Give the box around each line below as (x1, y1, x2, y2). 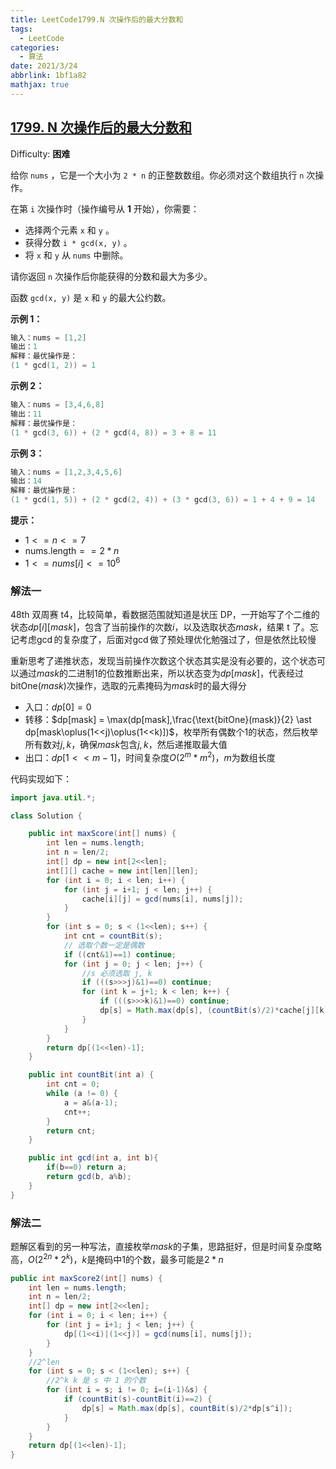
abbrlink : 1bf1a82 (10, 71, 87, 81)
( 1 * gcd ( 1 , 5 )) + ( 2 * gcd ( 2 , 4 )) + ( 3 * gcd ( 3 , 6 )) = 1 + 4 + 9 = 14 (10, 495, 316, 505)
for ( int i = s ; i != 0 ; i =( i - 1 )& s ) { (46, 1385, 208, 1395)
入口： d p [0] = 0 (24, 701, 92, 713)
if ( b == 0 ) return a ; (46, 1162, 128, 1173)
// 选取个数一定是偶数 (63, 940, 145, 950)
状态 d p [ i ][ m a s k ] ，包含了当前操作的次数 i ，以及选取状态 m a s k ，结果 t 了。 (10, 621, 310, 633)
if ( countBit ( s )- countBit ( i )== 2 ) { (63, 1394, 213, 1404)
